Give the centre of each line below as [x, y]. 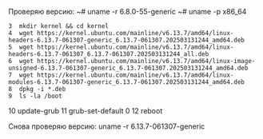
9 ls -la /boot [35, 96]
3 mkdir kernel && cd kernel [59, 26]
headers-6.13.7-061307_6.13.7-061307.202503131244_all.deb [109, 54]
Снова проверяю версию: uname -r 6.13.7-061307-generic [107, 126]
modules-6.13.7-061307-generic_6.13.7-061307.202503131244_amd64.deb [127, 82]
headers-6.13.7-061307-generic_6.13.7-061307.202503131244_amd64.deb [127, 40]
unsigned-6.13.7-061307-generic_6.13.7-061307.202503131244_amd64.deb [128, 68]
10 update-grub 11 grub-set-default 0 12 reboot [86, 111]
